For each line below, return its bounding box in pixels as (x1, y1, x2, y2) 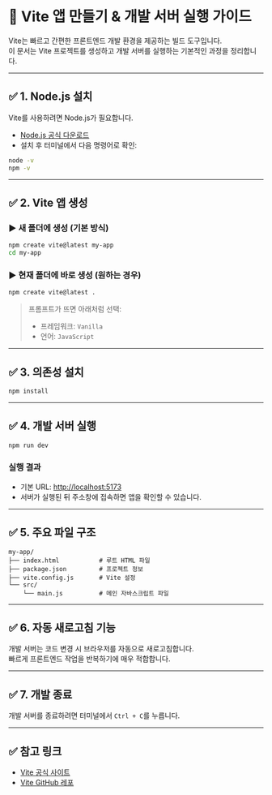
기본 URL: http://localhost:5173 (19, 482, 122, 492)
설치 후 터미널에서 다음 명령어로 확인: (19, 140, 138, 150)
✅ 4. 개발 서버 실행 (8, 419, 97, 433)
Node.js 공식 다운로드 (19, 130, 90, 140)
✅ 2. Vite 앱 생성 (8, 196, 88, 209)
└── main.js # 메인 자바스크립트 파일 (23, 589, 170, 597)
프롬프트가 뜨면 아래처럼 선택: (28, 304, 122, 314)
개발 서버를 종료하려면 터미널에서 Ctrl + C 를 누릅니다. (8, 711, 181, 720)
